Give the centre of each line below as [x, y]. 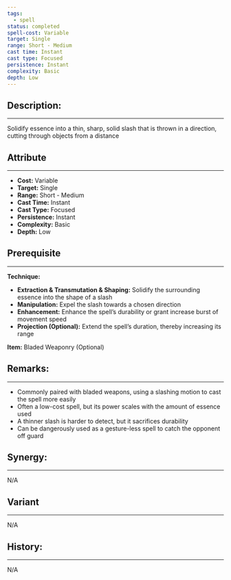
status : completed [33, 26]
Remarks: [28, 369]
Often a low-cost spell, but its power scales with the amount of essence [119, 406]
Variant [23, 502]
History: [25, 547]
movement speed [42, 319]
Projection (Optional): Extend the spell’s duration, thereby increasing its [119, 326]
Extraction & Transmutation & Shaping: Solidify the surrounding [109, 289]
